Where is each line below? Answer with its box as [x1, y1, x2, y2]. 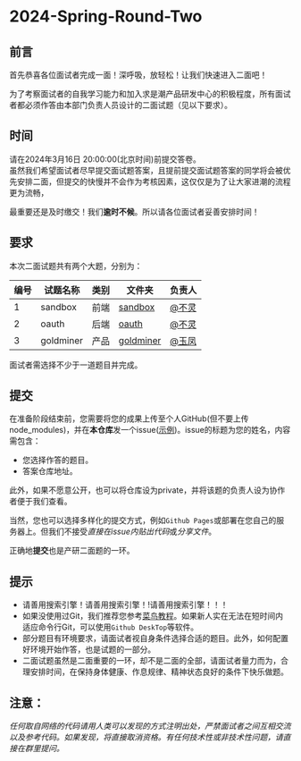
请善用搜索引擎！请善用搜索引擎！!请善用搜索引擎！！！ [21, 599, 229, 610]
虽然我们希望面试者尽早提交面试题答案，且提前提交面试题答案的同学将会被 [9, 165, 283, 175]
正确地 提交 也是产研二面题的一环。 [9, 545, 135, 556]
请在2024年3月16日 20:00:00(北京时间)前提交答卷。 [9, 154, 201, 165]
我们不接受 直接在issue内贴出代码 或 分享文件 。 [47, 526, 217, 537]
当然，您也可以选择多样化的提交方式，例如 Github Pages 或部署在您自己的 [9, 515, 277, 526]
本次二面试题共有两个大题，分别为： [9, 260, 143, 271]
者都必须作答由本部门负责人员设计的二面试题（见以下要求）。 [9, 100, 232, 110]
